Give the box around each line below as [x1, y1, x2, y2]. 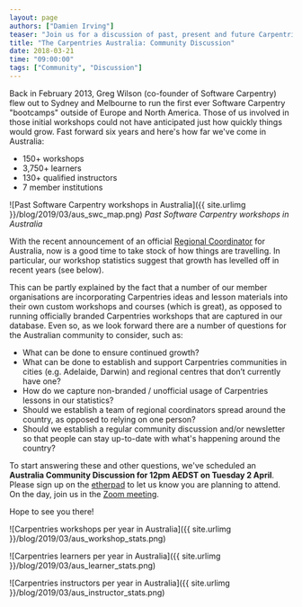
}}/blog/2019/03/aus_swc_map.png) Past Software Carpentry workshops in [9, 209, 289, 219]
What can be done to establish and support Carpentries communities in [22, 356, 288, 367]
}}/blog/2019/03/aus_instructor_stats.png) [9, 586, 165, 598]
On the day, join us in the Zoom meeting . [9, 488, 160, 499]
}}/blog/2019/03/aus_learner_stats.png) [9, 559, 156, 571]
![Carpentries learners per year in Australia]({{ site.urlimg [9, 550, 221, 561]
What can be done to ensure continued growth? [22, 347, 200, 358]
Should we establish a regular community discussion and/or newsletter [22, 424, 286, 434]
